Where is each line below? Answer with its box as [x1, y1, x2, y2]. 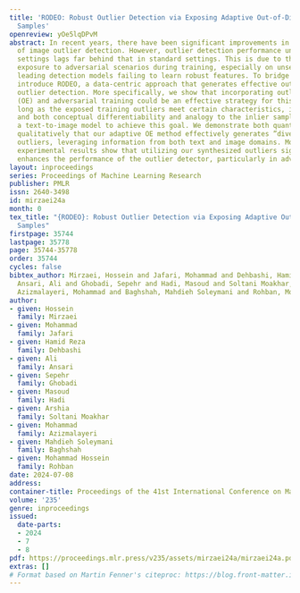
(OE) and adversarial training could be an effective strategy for [17, 96, 274, 106]
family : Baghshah [17, 445, 82, 454]
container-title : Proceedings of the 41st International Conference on [9, 487, 281, 496]
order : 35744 [9, 254, 58, 264]
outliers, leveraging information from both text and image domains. [17, 138, 281, 147]
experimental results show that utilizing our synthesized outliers [17, 146, 278, 155]
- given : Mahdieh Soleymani [9, 437, 114, 446]
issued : [9, 512, 38, 521]
